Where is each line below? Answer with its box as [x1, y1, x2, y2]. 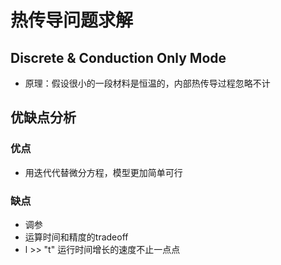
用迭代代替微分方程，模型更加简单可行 [24, 166, 183, 178]
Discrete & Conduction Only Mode [10, 49, 227, 66]
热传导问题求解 [10, 9, 134, 32]
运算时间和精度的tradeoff [24, 231, 129, 243]
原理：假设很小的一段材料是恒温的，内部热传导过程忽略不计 [24, 77, 271, 89]
